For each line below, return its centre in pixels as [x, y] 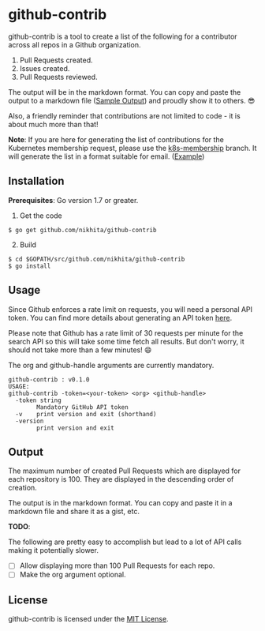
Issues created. [45, 68]
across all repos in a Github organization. [75, 44]
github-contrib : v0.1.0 [49, 379]
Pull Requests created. [56, 60]
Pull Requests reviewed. [58, 77]
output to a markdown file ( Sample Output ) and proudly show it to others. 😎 [132, 100]
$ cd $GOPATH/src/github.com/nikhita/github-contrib [97, 259]
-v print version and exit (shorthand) [86, 414]
